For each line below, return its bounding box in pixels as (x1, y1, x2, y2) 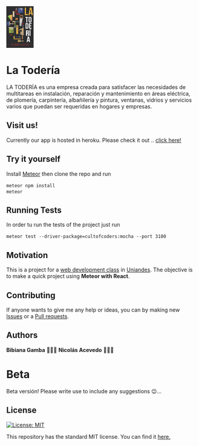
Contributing (6, 290, 56, 301)
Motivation (6, 250, 48, 260)
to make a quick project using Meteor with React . (6, 273, 130, 280)
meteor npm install (6, 182, 56, 188)
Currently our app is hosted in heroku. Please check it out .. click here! (6, 136, 181, 144)
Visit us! (6, 121, 38, 131)
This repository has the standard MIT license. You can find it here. (6, 433, 171, 440)
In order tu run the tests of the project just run (6, 221, 120, 228)
